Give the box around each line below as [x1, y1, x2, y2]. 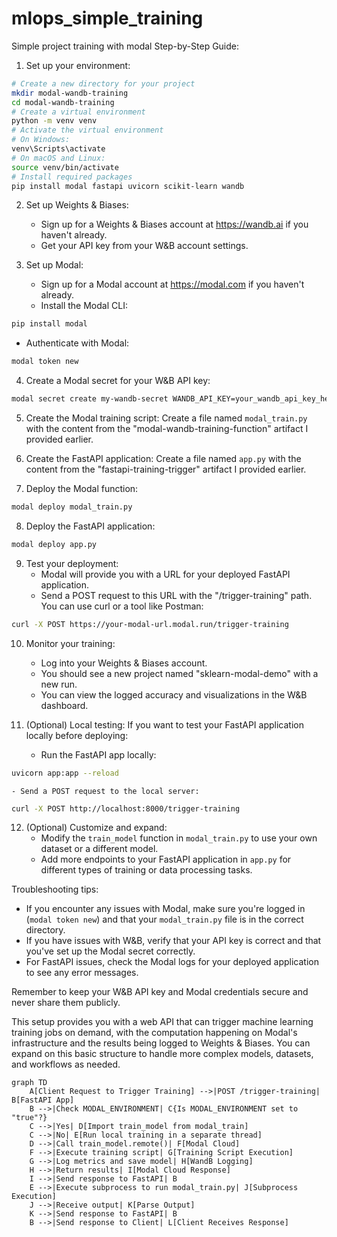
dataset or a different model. [40, 843, 159, 855]
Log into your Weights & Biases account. [40, 657, 208, 669]
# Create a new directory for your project [11, 78, 196, 89]
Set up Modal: [25, 259, 84, 271]
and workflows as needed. [11, 1058, 121, 1071]
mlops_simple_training [11, 7, 204, 30]
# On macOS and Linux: [11, 153, 106, 163]
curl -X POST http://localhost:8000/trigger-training [11, 803, 241, 814]
